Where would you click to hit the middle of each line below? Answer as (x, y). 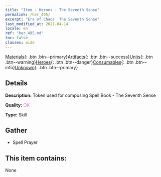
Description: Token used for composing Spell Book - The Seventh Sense (81, 95)
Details (16, 83)
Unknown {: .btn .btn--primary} (46, 67)
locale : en (17, 29)
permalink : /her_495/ (28, 15)
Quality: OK (18, 105)
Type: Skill (16, 115)
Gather (16, 130)
